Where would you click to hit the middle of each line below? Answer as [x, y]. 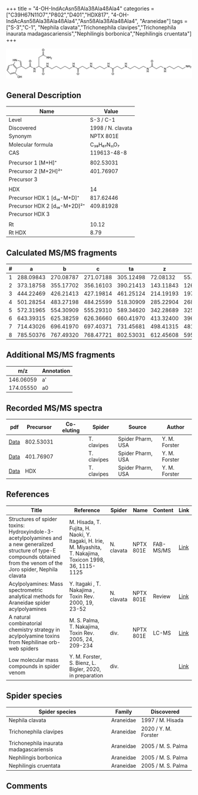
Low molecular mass [34, 660]
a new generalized [31, 544]
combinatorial [25, 623]
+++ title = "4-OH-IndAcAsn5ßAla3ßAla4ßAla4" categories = [80, 9]
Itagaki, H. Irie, [87, 541]
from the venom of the [36, 563]
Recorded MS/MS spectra [55, 408]
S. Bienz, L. [82, 663]
